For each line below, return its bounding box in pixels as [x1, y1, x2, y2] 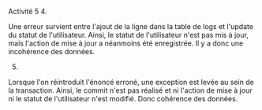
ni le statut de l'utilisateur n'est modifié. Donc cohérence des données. [8, 94, 238, 103]
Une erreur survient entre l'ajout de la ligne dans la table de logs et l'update [8, 22, 254, 31]
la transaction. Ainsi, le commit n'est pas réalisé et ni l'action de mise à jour [8, 86, 253, 95]
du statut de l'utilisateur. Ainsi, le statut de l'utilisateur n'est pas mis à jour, [8, 31, 249, 39]
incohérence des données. [8, 47, 95, 56]
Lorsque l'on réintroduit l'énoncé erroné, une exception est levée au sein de [8, 78, 254, 86]
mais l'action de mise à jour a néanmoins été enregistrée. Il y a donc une [8, 38, 244, 48]
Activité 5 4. [8, 7, 47, 16]
